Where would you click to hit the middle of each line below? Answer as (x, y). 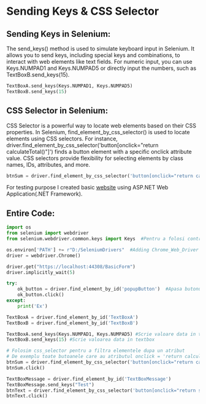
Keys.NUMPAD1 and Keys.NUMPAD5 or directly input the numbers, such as (101, 68)
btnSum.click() (26, 368)
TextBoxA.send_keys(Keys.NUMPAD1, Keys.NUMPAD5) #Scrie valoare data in (101, 334)
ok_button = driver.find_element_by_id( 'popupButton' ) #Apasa (100, 289)
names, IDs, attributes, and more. (48, 164)
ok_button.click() (41, 295)
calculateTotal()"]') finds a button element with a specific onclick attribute (99, 151)
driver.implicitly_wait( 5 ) (41, 272)
